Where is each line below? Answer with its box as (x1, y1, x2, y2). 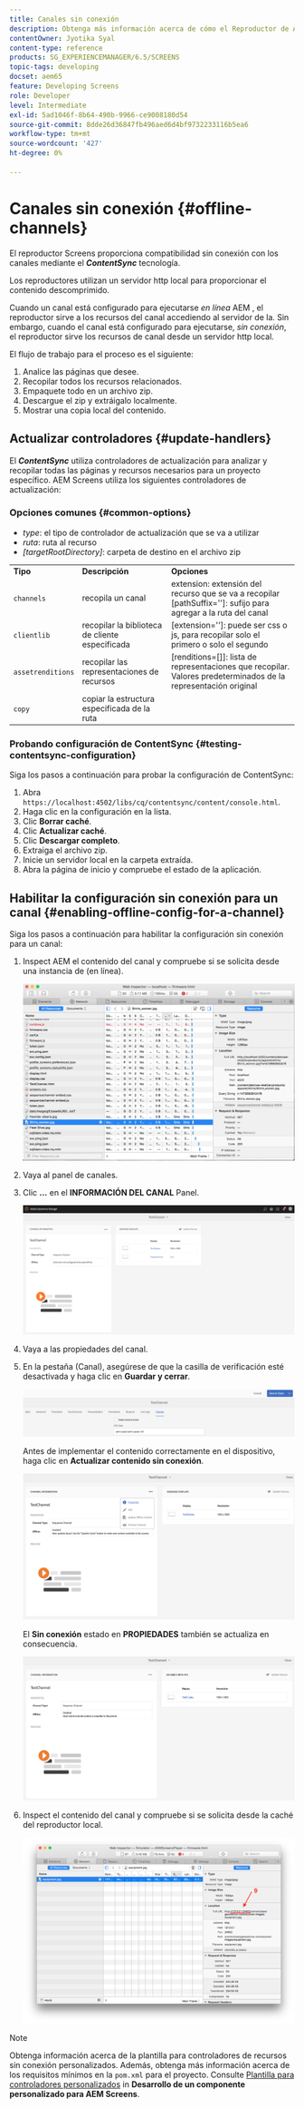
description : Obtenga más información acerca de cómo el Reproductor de (9, 24, 290, 34)
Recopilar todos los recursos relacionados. (22, 376, 183, 386)
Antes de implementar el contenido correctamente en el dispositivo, (22, 1445, 276, 1456)
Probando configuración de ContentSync (9, 737, 195, 750)
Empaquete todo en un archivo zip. (22, 385, 154, 396)
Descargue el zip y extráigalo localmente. (22, 395, 177, 405)
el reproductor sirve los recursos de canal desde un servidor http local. (9, 331, 274, 342)
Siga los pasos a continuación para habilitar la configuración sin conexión (9, 929, 284, 940)
